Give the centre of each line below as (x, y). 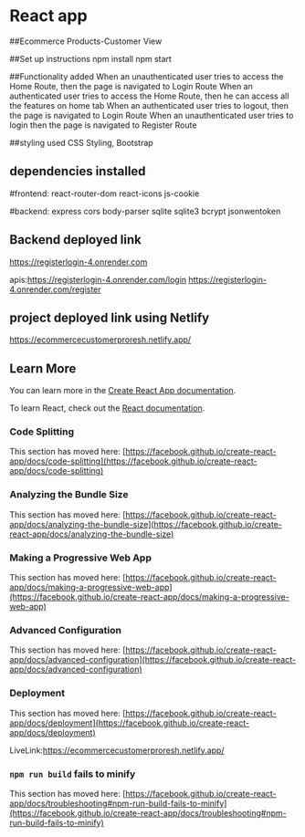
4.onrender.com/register (56, 289)
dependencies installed (78, 171)
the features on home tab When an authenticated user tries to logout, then (149, 105)
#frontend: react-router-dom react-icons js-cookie (105, 194)
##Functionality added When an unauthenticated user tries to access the (147, 76)
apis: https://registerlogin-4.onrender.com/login (98, 279)
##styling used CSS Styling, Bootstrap (81, 142)
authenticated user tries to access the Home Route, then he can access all (149, 96)
